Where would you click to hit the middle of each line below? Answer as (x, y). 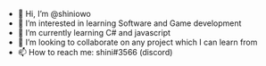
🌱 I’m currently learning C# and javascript (94, 33)
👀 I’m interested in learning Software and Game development (129, 23)
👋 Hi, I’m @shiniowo (54, 14)
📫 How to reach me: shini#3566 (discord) (95, 52)
